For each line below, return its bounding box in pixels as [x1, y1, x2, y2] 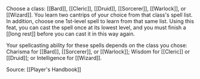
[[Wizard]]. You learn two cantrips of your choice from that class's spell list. [6, 11, 193, 18]
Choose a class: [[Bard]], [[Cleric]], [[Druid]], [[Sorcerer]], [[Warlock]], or [6, 5, 186, 12]
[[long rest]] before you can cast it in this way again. [6, 30, 135, 37]
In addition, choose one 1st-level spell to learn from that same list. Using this [6, 18, 195, 24]
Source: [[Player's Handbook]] [6, 66, 81, 73]
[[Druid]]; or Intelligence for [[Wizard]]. [6, 55, 102, 61]
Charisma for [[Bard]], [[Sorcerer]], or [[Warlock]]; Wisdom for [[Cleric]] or [6, 48, 190, 55]
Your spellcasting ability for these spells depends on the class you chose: [6, 42, 187, 49]
